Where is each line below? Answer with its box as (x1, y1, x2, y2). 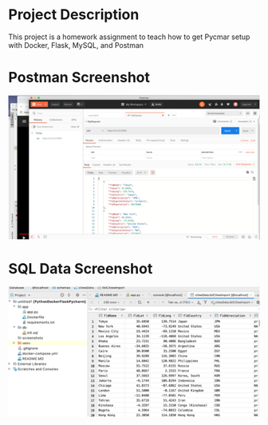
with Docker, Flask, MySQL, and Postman (8, 40, 144, 49)
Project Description (8, 6, 140, 24)
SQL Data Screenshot (8, 260, 153, 278)
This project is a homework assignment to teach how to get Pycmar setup (8, 32, 250, 41)
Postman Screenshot (8, 69, 150, 87)
